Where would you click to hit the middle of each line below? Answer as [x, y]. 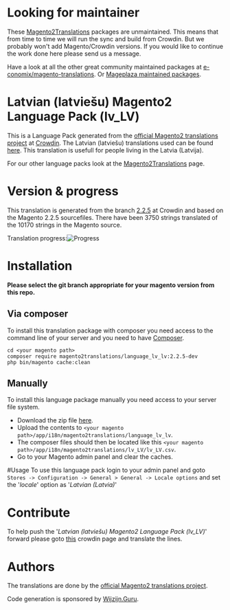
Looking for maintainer [73, 13]
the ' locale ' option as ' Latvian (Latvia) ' [62, 485]
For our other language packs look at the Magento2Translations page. [106, 163]
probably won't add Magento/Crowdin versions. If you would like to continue [115, 46]
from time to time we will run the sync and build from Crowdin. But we [106, 38]
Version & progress [63, 191]
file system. [23, 407]
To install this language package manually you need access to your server [112, 400]
